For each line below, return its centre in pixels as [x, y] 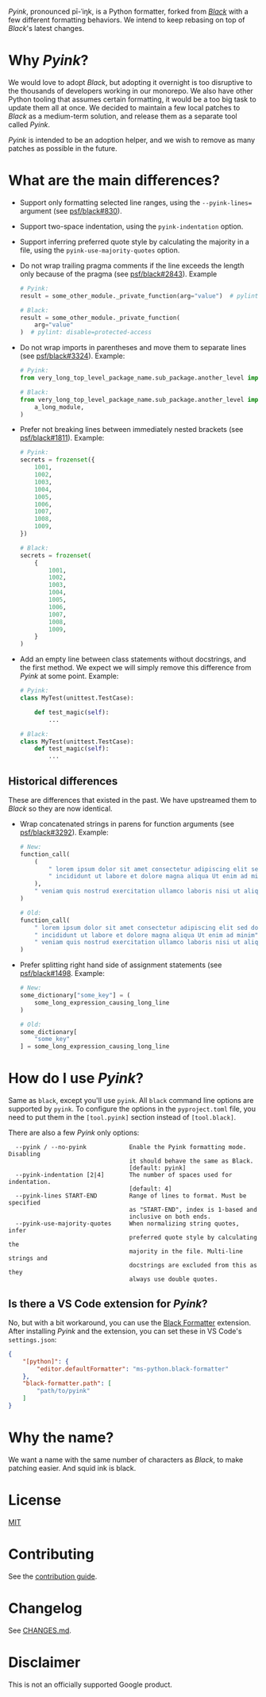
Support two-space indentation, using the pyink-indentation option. [131, 226]
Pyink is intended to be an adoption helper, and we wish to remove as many [132, 140]
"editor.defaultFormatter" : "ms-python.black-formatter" [133, 1369]
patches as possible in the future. [63, 148]
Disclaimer [44, 1662]
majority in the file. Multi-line [186, 1252]
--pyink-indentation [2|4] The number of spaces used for [124, 1175]
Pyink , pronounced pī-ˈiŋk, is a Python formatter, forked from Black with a [128, 12]
